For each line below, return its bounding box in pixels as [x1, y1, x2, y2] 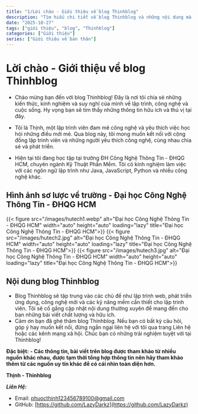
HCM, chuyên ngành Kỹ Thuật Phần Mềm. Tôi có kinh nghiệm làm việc [14, 160, 187, 167]
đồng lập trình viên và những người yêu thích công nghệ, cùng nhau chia [14, 137, 192, 144]
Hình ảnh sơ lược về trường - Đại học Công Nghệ [6, 190, 187, 200]
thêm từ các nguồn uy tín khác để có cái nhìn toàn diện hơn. [6, 360, 155, 367]
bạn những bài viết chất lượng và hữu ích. [14, 311, 116, 318]
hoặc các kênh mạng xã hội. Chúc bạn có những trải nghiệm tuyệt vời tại [14, 329, 191, 337]
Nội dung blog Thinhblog [6, 276, 99, 287]
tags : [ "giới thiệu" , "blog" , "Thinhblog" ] [6, 25, 115, 31]
